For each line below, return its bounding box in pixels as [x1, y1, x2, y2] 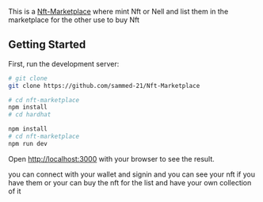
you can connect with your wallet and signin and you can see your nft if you [8, 170, 256, 179]
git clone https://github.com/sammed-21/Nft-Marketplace [8, 82, 200, 90]
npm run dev [8, 139, 48, 147]
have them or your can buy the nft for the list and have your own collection [8, 177, 252, 187]
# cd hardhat [8, 111, 51, 119]
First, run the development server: [8, 59, 120, 68]
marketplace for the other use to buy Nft [8, 15, 140, 25]
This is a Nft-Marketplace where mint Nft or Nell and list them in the [8, 7, 229, 16]
